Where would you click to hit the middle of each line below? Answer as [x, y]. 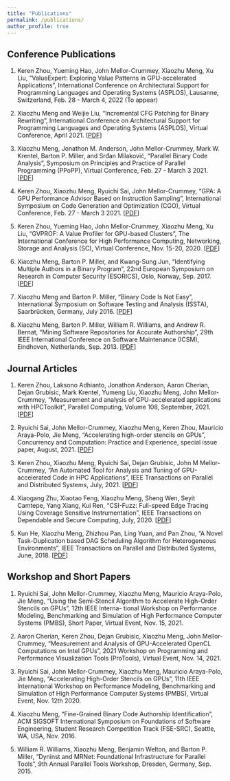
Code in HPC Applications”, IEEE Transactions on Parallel [133, 478]
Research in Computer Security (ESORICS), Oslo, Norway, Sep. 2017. [114, 277]
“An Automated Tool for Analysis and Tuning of [114, 470]
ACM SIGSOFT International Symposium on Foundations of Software [114, 721]
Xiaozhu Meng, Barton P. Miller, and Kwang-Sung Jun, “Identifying [111, 261]
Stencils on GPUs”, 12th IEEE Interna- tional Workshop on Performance [117, 608]
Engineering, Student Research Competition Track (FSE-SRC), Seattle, [116, 728]
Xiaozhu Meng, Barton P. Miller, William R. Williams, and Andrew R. [111, 325]
